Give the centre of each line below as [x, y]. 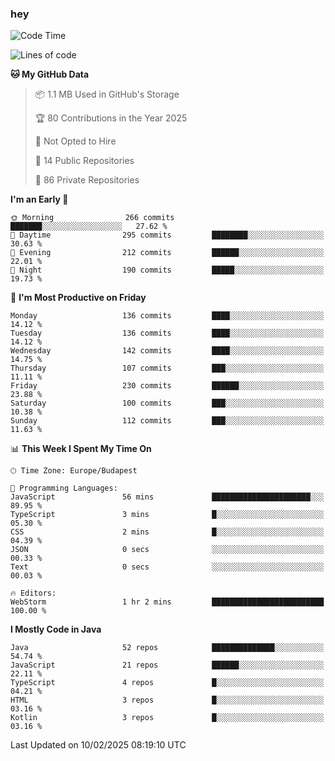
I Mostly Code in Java [56, 629]
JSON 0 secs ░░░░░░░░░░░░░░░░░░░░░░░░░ [167, 550]
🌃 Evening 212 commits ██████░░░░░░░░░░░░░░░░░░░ [167, 253]
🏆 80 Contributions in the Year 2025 [111, 118]
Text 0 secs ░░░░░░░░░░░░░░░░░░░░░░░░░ [167, 567]
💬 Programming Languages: [64, 488]
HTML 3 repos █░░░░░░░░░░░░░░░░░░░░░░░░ [167, 700]
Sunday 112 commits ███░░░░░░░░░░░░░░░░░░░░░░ [167, 421]
